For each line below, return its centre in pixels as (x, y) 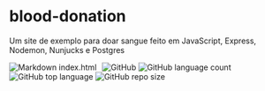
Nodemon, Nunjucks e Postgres (67, 49)
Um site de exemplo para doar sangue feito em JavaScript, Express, (133, 41)
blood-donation (68, 16)
